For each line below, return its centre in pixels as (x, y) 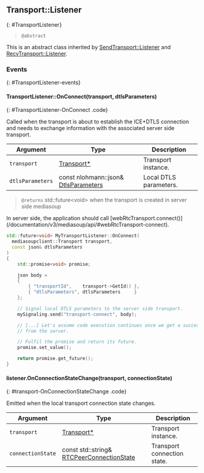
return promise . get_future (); (56, 359)
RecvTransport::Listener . (37, 54)
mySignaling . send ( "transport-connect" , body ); (77, 314)
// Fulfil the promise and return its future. (77, 342)
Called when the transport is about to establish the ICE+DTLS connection (98, 122)
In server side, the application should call (58, 218)
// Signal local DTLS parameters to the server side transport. (100, 309)
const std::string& (87, 450)
